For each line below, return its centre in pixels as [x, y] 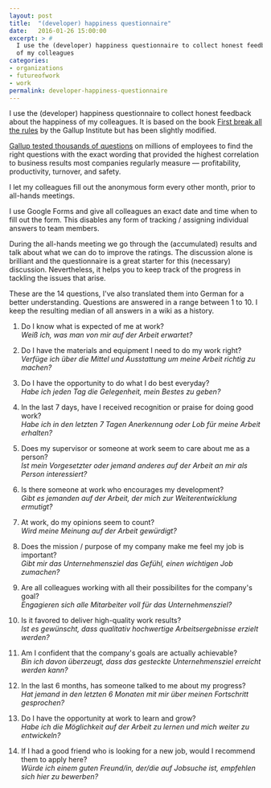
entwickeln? [41, 736]
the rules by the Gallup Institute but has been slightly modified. [113, 130]
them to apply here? [54, 760]
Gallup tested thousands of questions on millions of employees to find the [131, 146]
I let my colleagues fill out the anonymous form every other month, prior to [132, 187]
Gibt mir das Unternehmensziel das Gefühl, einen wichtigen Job [127, 564]
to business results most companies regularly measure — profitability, [125, 163]
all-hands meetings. [42, 196]
